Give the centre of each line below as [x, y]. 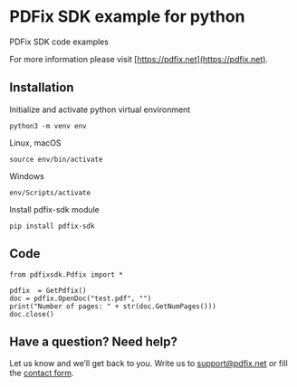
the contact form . [42, 373]
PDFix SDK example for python [127, 17]
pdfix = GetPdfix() [48, 290]
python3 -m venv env [48, 126]
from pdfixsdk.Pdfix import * [67, 274]
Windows [27, 176]
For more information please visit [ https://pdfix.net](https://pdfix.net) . [139, 59]
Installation [42, 88]
